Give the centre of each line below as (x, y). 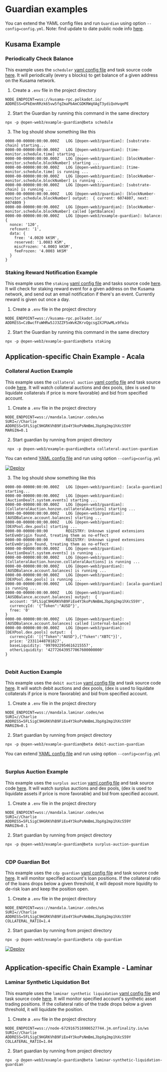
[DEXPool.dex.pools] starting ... (41, 526)
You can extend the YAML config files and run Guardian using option (76, 23)
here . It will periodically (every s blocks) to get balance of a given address (81, 75)
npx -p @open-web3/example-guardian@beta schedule (59, 122)
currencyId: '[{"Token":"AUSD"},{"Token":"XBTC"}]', (66, 637)
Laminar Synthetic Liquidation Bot (47, 982)
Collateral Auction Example (39, 371)
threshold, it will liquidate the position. (44, 1009)
